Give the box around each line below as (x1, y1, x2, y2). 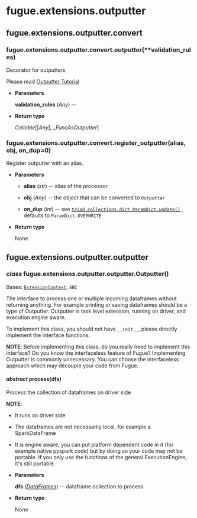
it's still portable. (14, 460, 56, 467)
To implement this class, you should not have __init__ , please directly (6, 325, 177, 332)
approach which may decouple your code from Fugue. (6, 362, 139, 369)
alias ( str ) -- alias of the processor (23, 183, 108, 190)
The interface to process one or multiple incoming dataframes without (6, 295, 177, 302)
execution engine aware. (6, 313, 66, 321)
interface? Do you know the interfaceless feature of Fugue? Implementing (6, 349, 186, 357)
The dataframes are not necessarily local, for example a (14, 423, 151, 431)
